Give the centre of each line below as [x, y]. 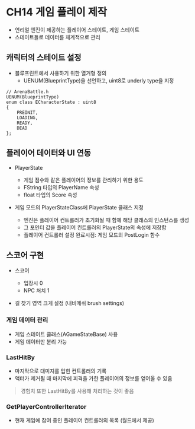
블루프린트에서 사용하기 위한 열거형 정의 [61, 73]
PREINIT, [27, 112]
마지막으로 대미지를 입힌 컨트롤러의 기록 [61, 371]
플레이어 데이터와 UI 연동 [49, 153]
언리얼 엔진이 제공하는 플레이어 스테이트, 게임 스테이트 [77, 30]
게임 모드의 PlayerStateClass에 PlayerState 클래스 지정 [79, 207]
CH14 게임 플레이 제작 [57, 12]
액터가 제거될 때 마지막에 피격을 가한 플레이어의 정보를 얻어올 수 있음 [93, 378]
